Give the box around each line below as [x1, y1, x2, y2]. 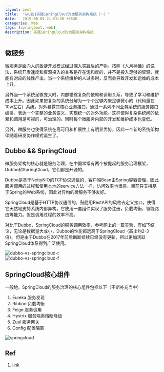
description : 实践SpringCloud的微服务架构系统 [5, 30, 94, 35]
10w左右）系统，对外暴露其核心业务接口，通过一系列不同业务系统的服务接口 [5, 103, 159, 110]
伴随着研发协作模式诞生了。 [5, 132, 61, 138]
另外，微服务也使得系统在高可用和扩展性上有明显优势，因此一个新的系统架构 [5, 126, 159, 132]
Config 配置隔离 [12, 325, 44, 331]
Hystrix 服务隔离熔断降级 [12, 313, 62, 319]
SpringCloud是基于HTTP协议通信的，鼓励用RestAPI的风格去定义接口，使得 [5, 199, 156, 205]
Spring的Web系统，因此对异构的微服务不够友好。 [9, 189, 109, 195]
